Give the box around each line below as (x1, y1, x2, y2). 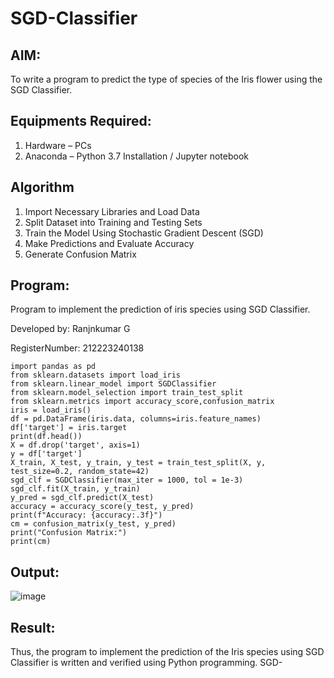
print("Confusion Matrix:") (10, 528, 128, 538)
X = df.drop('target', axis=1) (10, 440, 141, 451)
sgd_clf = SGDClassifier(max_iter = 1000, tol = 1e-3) (10, 475, 244, 486)
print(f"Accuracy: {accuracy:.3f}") (10, 510, 163, 521)
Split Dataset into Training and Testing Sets (24, 216, 203, 228)
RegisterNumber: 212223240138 (10, 342, 145, 354)
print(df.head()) (10, 432, 83, 442)
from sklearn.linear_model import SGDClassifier (10, 379, 217, 389)
